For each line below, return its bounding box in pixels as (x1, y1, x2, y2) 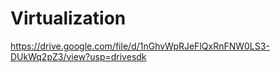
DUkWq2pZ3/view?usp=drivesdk (10, 50, 147, 62)
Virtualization (10, 7, 127, 30)
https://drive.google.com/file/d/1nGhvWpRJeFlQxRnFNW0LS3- (10, 40, 270, 52)
